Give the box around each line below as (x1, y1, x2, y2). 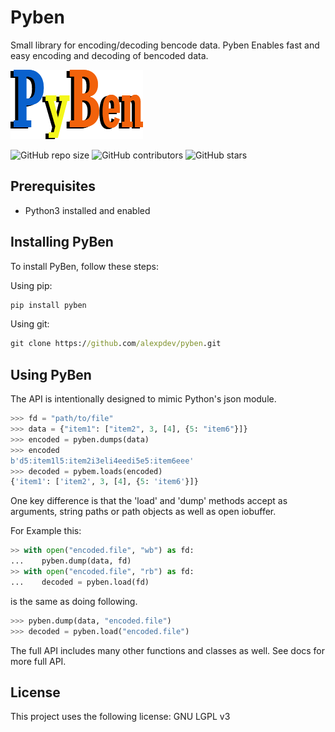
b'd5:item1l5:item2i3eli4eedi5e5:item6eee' (10, 456, 195, 466)
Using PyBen (10, 366, 92, 383)
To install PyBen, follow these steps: (10, 260, 159, 272)
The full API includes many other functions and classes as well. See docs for (10, 644, 326, 656)
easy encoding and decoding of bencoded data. (10, 49, 209, 61)
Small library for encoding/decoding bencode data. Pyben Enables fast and (10, 39, 320, 51)
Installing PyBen (10, 234, 114, 251)
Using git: (10, 318, 50, 330)
